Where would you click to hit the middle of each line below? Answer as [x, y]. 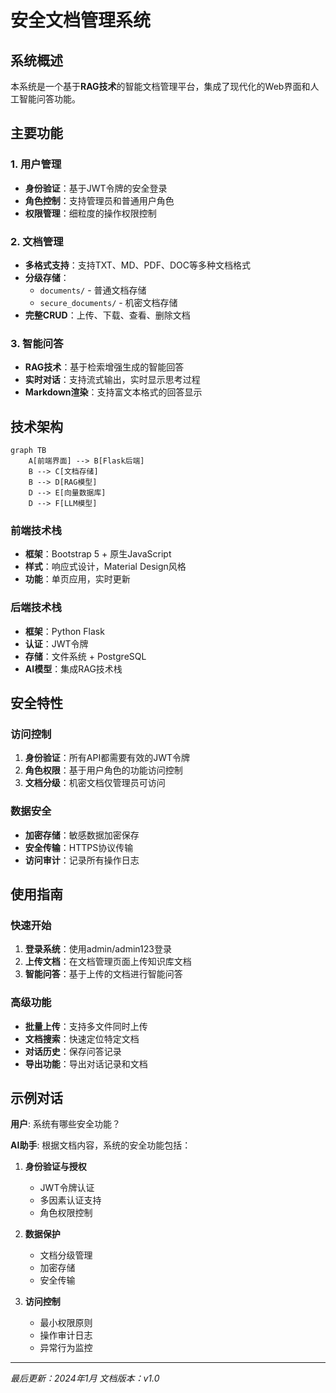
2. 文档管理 [37, 241]
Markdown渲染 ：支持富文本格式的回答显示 [113, 392]
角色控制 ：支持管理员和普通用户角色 [99, 200]
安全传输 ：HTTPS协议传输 [79, 847]
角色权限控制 [66, 1213]
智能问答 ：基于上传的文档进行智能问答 [103, 974]
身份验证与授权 [55, 1167]
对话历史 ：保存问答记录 [73, 1051]
